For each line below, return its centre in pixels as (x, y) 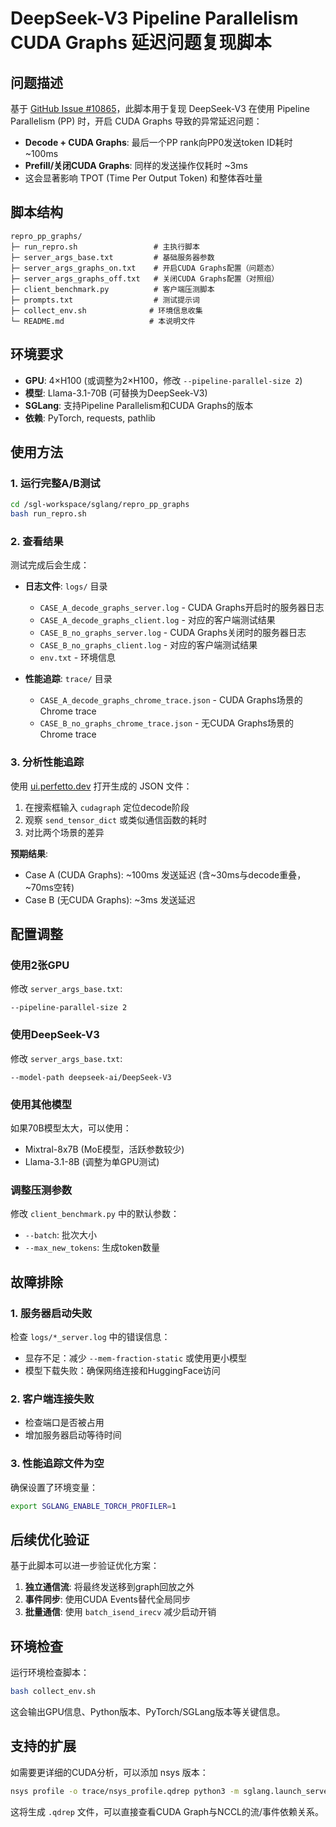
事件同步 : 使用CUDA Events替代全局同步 (107, 1599)
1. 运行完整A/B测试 (55, 483)
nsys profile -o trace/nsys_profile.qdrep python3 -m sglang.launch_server (171, 1791)
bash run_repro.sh (48, 514)
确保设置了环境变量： (54, 1487)
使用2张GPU (40, 965)
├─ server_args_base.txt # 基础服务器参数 (112, 257)
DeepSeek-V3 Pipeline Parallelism (154, 18)
